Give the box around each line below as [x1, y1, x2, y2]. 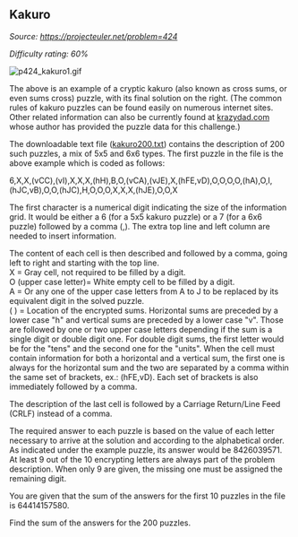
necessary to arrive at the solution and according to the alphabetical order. [9, 435, 285, 446]
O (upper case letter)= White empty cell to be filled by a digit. [9, 276, 235, 287]
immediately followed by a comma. [9, 381, 138, 392]
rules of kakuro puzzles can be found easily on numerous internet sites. [9, 102, 274, 113]
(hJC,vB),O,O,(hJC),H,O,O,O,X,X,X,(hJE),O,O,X [9, 184, 178, 195]
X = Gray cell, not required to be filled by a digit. [9, 266, 186, 277]
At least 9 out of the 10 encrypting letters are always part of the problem [9, 454, 276, 464]
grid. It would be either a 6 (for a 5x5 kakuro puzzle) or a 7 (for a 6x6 [9, 211, 262, 222]
